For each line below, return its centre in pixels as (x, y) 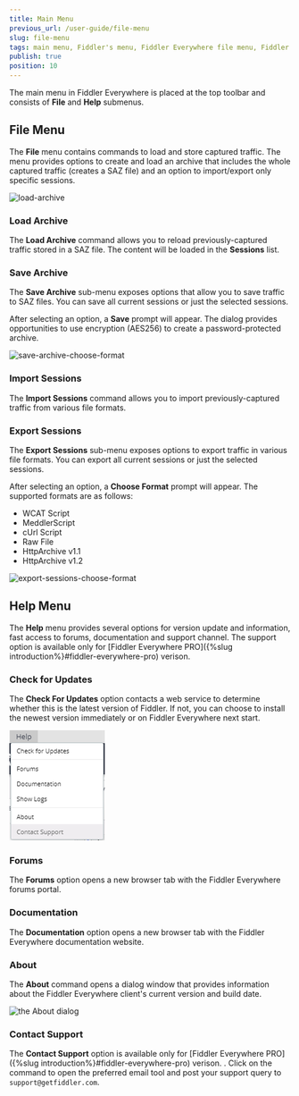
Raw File (38, 542)
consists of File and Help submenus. (77, 102)
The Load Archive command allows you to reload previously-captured (138, 240)
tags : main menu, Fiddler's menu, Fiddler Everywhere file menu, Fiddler (149, 47)
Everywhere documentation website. (77, 941)
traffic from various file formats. (68, 408)
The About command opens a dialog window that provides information (139, 984)
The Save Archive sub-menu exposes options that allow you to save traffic (147, 292)
